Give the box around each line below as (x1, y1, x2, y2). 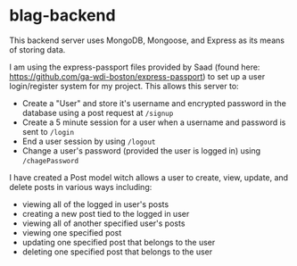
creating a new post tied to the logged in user (21, 208, 190, 219)
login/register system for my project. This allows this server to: (9, 80, 239, 91)
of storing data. (9, 44, 66, 54)
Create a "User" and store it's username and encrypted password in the (21, 97, 287, 108)
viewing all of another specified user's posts (21, 218, 186, 229)
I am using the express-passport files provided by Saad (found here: (9, 62, 260, 72)
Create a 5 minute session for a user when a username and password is (21, 117, 286, 128)
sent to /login (21, 126, 74, 137)
